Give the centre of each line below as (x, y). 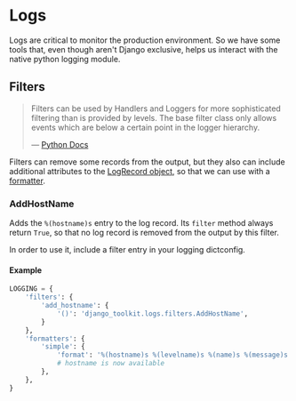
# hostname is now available (111, 364)
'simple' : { (64, 347)
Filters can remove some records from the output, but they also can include (148, 162)
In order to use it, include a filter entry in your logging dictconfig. (128, 250)
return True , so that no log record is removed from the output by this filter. (144, 233)
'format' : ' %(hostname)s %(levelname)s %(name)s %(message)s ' (174, 355)
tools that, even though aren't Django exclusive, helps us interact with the (144, 49)
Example (26, 270)
